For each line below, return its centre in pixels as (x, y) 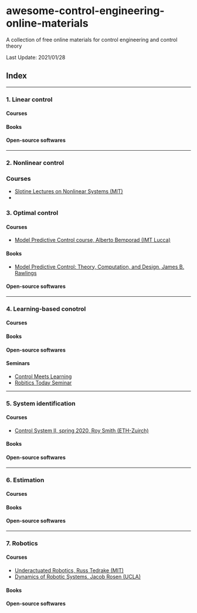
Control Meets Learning (43, 376)
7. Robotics (22, 543)
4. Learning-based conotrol (46, 309)
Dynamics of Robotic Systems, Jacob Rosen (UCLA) (78, 577)
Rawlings (26, 273)
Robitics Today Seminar (43, 382)
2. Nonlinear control (35, 163)
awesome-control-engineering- (85, 11)
